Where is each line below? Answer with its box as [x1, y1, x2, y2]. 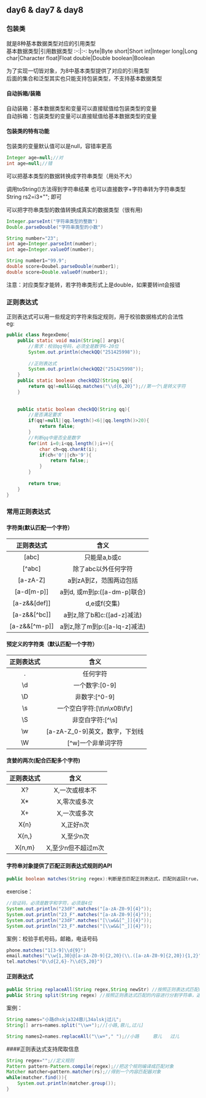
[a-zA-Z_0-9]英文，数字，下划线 [46, 727, 144, 735]
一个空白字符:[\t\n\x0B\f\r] [57, 704, 133, 713]
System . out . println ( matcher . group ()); [17, 1080, 116, 1087]
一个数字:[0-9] [73, 681, 117, 689]
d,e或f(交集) [85, 599, 121, 607]
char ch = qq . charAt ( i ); [39, 446, 97, 452]
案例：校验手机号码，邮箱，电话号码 [6, 934, 98, 942]
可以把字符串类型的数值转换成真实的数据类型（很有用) [6, 206, 143, 213]
